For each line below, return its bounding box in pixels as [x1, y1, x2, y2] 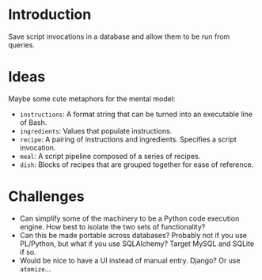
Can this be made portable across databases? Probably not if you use [19, 230, 248, 240]
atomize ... [19, 263, 51, 274]
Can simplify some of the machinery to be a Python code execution [19, 214, 240, 223]
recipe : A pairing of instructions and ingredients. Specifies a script [19, 134, 237, 144]
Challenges [8, 187, 85, 206]
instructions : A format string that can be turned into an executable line [19, 109, 253, 119]
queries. [8, 40, 36, 49]
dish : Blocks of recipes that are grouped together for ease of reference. [19, 160, 254, 169]
